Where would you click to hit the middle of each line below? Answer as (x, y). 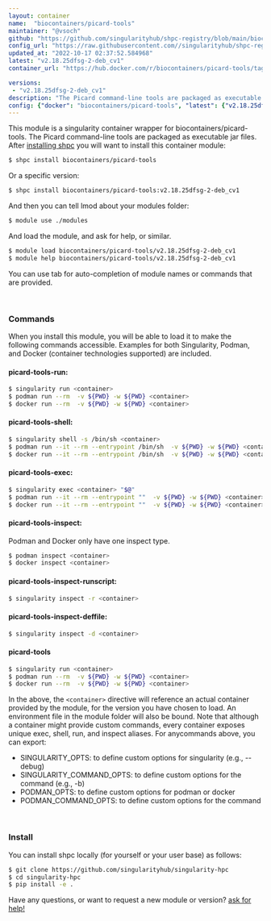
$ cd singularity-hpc (45, 877)
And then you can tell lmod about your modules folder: (99, 206)
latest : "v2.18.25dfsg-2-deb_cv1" (67, 61)
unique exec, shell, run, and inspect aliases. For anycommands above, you (132, 734)
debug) (32, 766)
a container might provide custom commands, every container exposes (127, 725)
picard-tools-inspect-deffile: (58, 617)
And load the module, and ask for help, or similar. (90, 235)
